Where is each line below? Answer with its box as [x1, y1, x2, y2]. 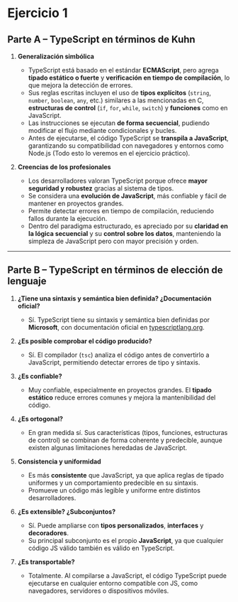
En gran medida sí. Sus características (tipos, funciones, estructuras [28, 428, 228, 436]
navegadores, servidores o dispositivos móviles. [28, 586, 169, 595]
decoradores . [28, 528, 69, 537]
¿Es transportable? [17, 557, 76, 566]
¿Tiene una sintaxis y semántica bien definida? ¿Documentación [17, 294, 212, 303]
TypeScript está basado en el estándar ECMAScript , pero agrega [28, 66, 220, 74]
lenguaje [7, 275, 47, 287]
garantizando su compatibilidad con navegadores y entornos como [28, 141, 225, 150]
